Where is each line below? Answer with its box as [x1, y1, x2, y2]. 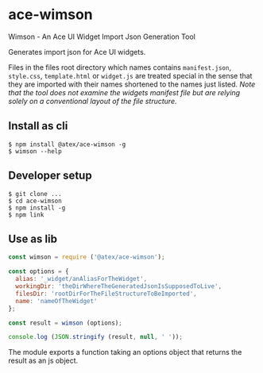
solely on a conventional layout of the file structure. [8, 96, 177, 106]
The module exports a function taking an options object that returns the [8, 348, 242, 357]
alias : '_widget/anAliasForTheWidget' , [15, 275, 148, 283]
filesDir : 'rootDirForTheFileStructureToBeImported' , [15, 290, 197, 298]
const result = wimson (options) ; [8, 319, 123, 327]
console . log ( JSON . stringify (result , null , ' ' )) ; [8, 333, 183, 341]
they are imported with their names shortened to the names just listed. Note [8, 79, 256, 89]
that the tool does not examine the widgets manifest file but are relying [8, 87, 241, 97]
